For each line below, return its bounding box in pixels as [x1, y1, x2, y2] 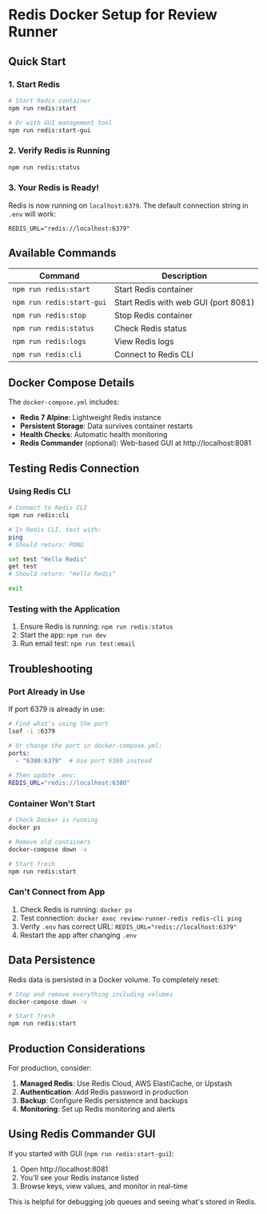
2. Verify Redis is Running [8, 145, 110, 156]
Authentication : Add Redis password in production [19, 1087, 189, 1096]
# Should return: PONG [8, 540, 84, 548]
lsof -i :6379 [8, 727, 56, 735]
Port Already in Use [8, 686, 86, 697]
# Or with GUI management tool [8, 119, 113, 127]
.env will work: [8, 208, 56, 218]
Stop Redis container [114, 310, 193, 321]
